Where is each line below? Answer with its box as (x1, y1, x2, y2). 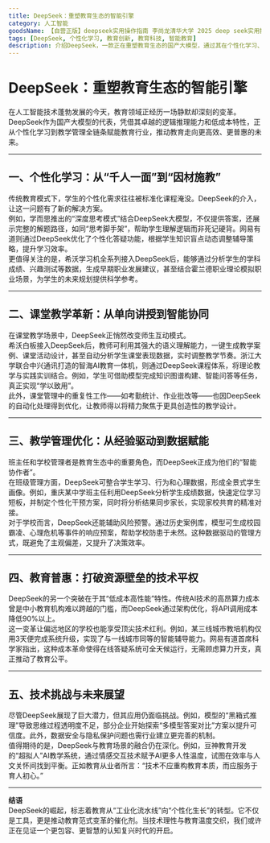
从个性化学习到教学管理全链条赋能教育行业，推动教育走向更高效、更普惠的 (8, 127, 255, 137)
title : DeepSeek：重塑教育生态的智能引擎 (8, 11, 135, 20)
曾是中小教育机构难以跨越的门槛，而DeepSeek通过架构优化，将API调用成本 (8, 604, 259, 614)
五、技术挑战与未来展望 (8, 688, 125, 701)
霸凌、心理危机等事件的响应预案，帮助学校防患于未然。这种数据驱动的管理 (8, 527, 255, 537)
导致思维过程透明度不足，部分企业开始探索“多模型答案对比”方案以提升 (18, 721, 251, 730)
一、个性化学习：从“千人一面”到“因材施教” (8, 171, 222, 184)
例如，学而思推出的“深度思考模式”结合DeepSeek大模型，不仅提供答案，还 (8, 213, 253, 223)
